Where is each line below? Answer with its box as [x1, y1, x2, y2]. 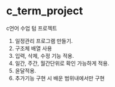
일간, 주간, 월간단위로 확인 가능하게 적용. [14, 60, 110, 67]
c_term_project [6, 4, 83, 18]
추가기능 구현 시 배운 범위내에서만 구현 [14, 74, 105, 82]
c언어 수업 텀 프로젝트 [6, 24, 57, 32]
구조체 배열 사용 [14, 45, 52, 52]
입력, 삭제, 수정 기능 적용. [14, 52, 74, 59]
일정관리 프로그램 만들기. [14, 37, 73, 44]
